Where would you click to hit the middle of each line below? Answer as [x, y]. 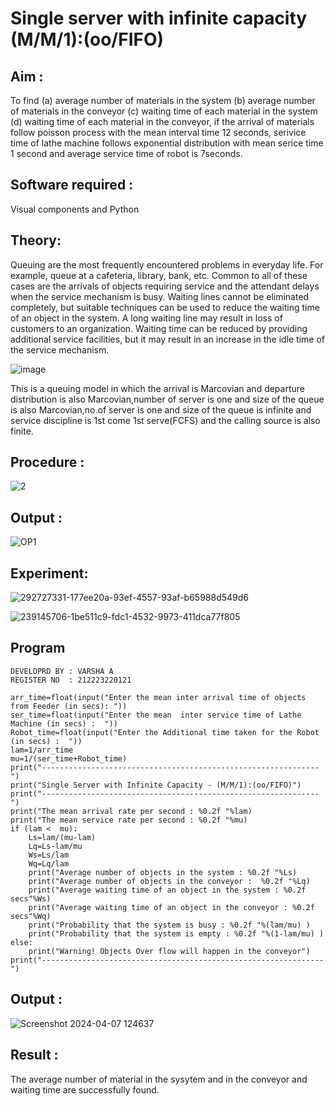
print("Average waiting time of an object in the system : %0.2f [167, 890]
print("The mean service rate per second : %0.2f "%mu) [129, 820]
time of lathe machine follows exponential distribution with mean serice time [167, 143]
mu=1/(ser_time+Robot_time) [69, 758]
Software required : [72, 185]
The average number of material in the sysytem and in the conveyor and [159, 1079]
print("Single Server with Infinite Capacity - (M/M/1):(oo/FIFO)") [156, 785]
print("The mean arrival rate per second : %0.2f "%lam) [131, 811]
